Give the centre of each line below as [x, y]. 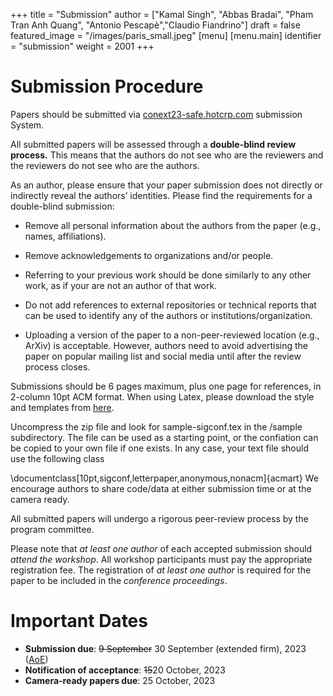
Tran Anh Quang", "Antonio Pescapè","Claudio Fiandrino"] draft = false [155, 25]
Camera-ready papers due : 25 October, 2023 [120, 680]
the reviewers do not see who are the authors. [105, 165]
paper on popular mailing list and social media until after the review [163, 356]
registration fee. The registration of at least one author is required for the [161, 570]
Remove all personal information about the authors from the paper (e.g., [173, 225]
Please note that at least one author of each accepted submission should [161, 548]
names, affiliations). [65, 236]
